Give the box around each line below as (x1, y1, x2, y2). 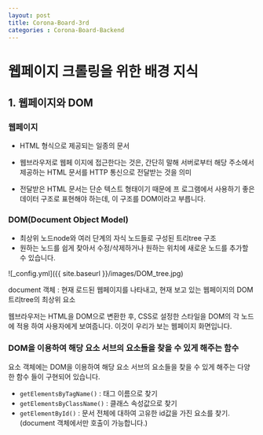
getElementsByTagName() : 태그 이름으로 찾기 (19, 389, 159, 398)
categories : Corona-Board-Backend (8, 26, 125, 34)
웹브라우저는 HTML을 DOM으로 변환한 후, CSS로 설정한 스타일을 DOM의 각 (8, 312, 239, 321)
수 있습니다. (19, 253, 57, 262)
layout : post (8, 11, 51, 20)
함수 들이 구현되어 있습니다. (16, 371, 100, 382)
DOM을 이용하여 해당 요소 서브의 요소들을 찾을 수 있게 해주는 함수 (8, 343, 239, 354)
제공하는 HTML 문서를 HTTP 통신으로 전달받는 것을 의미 (19, 168, 192, 177)
